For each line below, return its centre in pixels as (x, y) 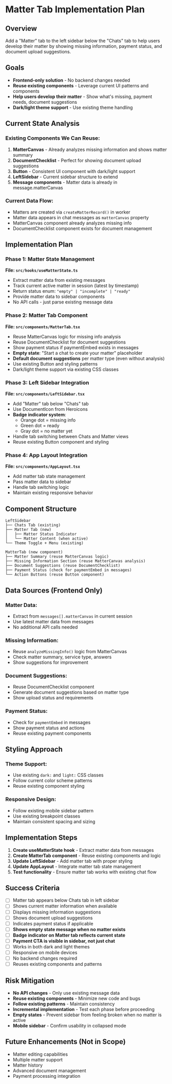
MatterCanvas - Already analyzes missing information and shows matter (90, 149)
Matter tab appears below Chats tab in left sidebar (66, 900)
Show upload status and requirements (53, 698)
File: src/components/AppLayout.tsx (43, 466)
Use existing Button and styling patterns (55, 364)
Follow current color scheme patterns (52, 781)
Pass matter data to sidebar (42, 482)
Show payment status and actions (49, 728)
